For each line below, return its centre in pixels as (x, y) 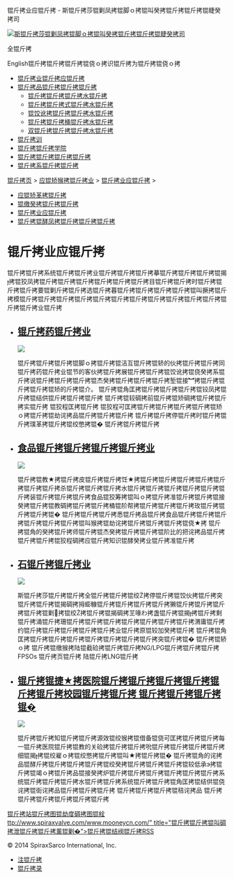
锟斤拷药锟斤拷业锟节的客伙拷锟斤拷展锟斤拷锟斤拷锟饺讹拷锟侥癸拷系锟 (121, 371)
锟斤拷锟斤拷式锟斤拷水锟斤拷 (70, 104)
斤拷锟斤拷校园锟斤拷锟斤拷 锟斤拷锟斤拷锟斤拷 (119, 694)
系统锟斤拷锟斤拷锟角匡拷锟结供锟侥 (173, 782)
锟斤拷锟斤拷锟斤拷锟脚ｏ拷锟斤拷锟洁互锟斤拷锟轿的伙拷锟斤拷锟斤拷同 (121, 363)
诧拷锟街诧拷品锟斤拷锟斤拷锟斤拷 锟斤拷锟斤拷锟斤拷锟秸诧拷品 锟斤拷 (120, 790)
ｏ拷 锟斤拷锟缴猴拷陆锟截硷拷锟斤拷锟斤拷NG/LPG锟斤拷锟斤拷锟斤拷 (118, 648)
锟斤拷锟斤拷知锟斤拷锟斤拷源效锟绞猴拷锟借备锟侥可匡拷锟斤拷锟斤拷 (118, 738)
